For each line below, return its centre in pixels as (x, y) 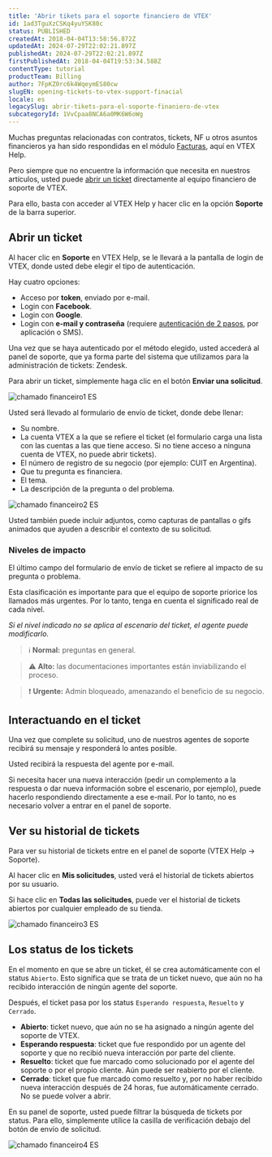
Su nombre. (39, 428)
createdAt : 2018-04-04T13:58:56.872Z (72, 39)
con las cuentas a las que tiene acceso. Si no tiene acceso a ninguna (136, 445)
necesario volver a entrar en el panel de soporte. (90, 806)
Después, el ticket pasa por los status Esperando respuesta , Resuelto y (126, 1002)
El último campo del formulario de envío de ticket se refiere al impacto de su (136, 568)
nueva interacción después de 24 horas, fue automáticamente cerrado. (139, 1087)
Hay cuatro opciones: (44, 282)
